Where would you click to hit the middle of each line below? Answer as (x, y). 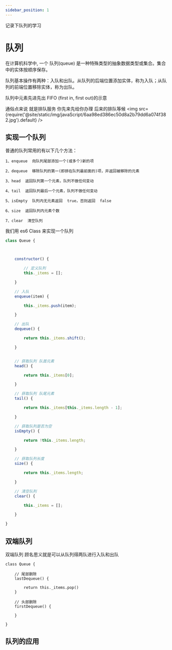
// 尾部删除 (26, 574)
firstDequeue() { (33, 606)
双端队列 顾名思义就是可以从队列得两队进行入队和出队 (62, 554)
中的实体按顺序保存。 (28, 69)
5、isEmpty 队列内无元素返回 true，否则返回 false (58, 201)
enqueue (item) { (32, 296)
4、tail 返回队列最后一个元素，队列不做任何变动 (51, 191)
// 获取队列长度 (29, 459)
